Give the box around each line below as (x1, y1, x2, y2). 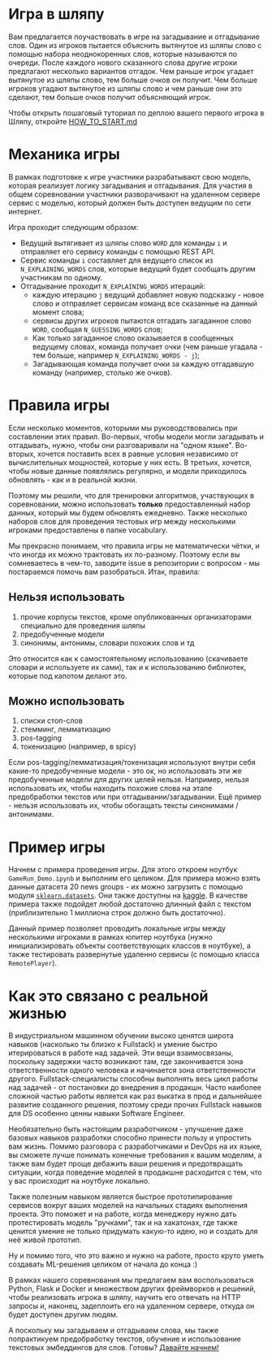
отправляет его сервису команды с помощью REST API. (19, 246, 215, 256)
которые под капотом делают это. (8, 671, 127, 680)
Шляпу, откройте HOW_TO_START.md (8, 116, 138, 126)
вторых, (8, 449, 37, 458)
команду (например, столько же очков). (32, 367, 173, 377)
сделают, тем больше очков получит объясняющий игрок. (8, 92, 211, 102)
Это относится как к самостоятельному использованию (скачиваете (8, 654, 248, 663)
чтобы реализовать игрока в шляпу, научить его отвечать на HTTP (8, 1293, 241, 1302)
